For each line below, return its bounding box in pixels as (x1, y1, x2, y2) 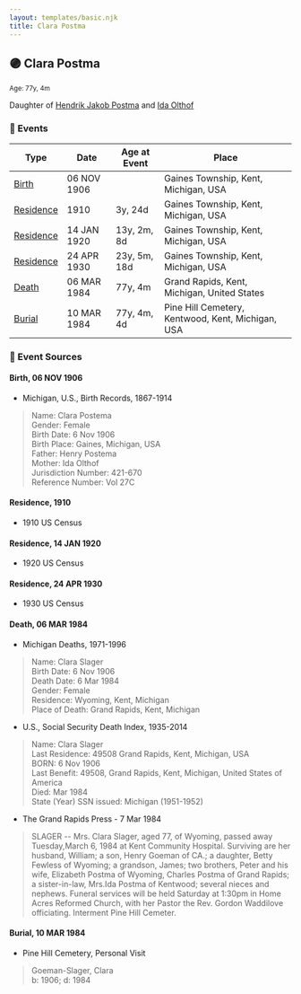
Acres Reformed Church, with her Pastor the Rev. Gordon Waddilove (30, 897, 284, 908)
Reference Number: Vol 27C (30, 477, 135, 488)
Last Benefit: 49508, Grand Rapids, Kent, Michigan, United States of (30, 767, 283, 778)
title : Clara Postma (9, 22, 87, 31)
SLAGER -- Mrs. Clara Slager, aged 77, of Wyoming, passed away (30, 831, 273, 841)
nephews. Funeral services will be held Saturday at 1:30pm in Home (30, 888, 282, 899)
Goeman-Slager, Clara (30, 964, 114, 975)
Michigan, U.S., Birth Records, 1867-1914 (21, 392, 173, 403)
